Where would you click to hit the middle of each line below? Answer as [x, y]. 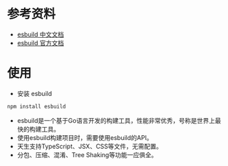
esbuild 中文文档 [40, 34]
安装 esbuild [34, 93]
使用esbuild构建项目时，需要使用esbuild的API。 [85, 137]
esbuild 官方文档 [40, 43]
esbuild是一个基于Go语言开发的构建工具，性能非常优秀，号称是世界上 [116, 120]
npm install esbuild [37, 106]
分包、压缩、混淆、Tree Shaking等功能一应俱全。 [87, 154]
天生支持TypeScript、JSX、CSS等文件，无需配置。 [90, 146]
